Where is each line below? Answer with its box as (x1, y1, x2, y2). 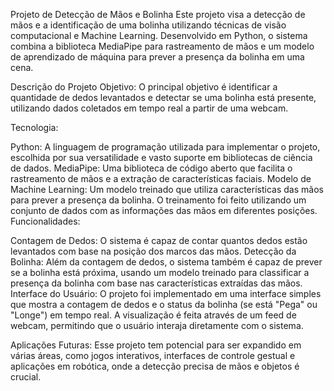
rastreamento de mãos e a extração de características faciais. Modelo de (10, 173, 312, 184)
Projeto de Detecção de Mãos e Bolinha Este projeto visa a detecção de (10, 9, 306, 20)
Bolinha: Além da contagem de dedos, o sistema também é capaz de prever (10, 256, 323, 268)
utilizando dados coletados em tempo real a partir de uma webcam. (10, 102, 289, 114)
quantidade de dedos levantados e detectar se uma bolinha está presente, (10, 92, 317, 103)
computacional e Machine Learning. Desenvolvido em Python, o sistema (10, 30, 308, 41)
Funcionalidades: (10, 215, 81, 227)
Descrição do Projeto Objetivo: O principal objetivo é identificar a (10, 81, 278, 93)
